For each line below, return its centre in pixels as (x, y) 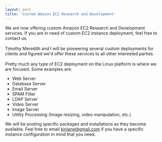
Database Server (29, 83)
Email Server (25, 89)
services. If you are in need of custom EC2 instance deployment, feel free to (81, 33)
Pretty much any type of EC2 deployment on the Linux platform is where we (81, 64)
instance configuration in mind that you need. (50, 134)
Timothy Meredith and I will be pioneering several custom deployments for (79, 48)
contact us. (16, 38)
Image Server (26, 109)
